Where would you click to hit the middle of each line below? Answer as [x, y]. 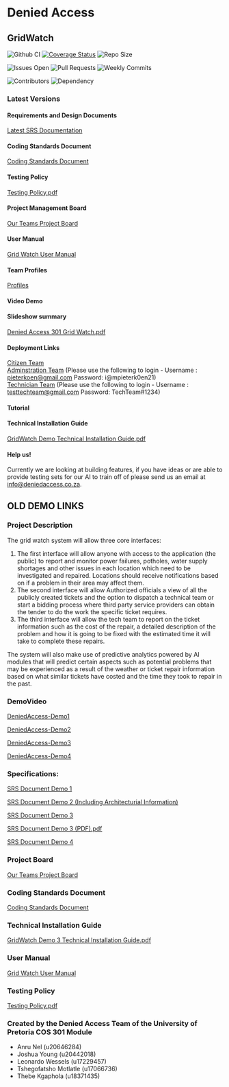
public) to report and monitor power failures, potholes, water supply [112, 561]
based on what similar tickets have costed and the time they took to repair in [114, 676]
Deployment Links [33, 347]
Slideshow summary [37, 316]
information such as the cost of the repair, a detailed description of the [117, 627]
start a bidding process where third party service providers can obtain [116, 605]
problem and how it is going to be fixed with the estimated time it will [113, 633]
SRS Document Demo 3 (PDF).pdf [55, 829]
